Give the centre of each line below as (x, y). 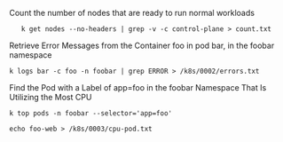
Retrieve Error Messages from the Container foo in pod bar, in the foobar (142, 45)
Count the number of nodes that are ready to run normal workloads (132, 13)
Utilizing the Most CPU (51, 97)
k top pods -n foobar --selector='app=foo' (91, 114)
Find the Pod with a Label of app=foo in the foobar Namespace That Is (138, 87)
